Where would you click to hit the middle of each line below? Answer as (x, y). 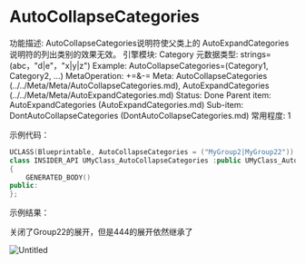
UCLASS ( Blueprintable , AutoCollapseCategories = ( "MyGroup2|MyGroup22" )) (152, 152)
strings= (256, 54)
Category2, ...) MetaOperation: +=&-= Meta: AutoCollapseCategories (138, 75)
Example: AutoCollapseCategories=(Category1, (180, 65)
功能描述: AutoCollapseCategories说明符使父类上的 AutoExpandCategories (149, 43)
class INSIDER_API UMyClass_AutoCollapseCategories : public (126, 161)
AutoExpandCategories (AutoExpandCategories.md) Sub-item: (127, 104)
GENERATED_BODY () (59, 177)
